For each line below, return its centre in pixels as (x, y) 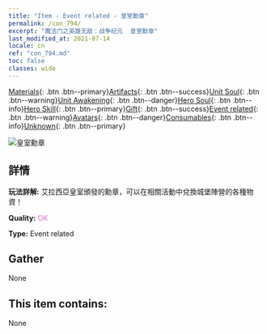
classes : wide (32, 69)
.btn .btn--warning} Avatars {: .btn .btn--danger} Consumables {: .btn (120, 117)
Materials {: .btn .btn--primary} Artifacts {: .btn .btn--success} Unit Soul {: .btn (134, 91)
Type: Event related (41, 233)
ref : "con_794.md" (39, 53)
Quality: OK (28, 218)
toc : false (27, 61)
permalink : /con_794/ (45, 23)
